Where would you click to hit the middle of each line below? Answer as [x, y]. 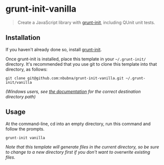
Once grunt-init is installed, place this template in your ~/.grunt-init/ [76, 59]
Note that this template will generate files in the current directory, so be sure [82, 147]
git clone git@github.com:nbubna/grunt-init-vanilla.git [65, 78]
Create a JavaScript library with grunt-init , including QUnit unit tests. [86, 22]
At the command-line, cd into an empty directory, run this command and [78, 124]
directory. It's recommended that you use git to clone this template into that [81, 64]
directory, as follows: [27, 69]
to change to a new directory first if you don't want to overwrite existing [78, 152]
